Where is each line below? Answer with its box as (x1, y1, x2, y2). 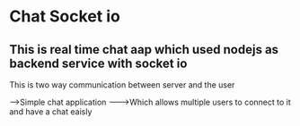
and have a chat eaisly (9, 106, 93, 117)
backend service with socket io (9, 55, 188, 71)
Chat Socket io (9, 6, 121, 27)
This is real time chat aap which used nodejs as (9, 42, 279, 57)
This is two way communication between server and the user (9, 80, 235, 90)
